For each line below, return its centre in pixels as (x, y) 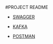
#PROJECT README (27, 7)
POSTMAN (24, 36)
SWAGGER (24, 17)
